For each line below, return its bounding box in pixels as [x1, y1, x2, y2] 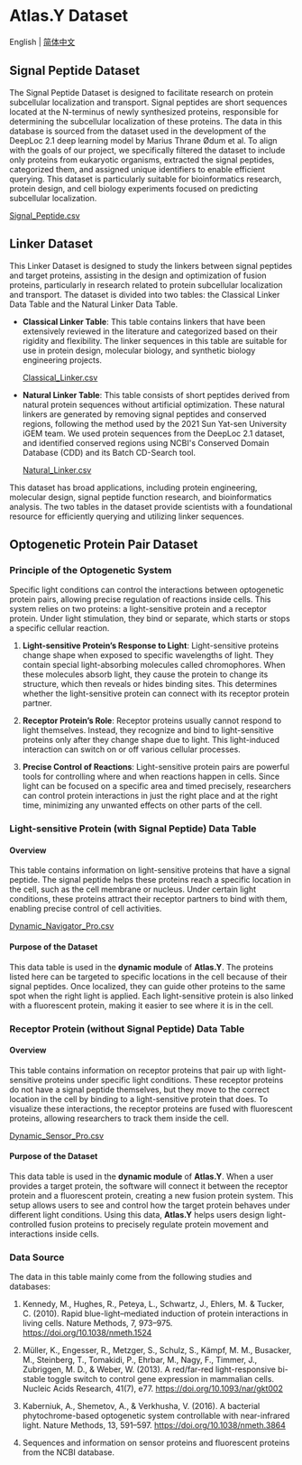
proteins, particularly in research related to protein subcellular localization [9, 279, 283, 290]
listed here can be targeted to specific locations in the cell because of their [9, 971, 288, 982]
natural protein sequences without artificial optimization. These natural [22, 399, 286, 410]
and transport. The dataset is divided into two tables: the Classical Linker [9, 289, 280, 300]
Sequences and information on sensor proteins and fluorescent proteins [22, 1437, 290, 1449]
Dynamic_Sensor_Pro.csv [9, 1130, 105, 1141]
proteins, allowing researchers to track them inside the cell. [9, 1112, 230, 1124]
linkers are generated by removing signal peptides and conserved [22, 408, 267, 420]
